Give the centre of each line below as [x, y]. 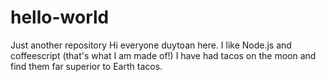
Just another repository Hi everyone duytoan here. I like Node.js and [151, 45]
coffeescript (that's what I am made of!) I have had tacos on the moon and [163, 55]
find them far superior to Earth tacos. [86, 66]
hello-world [60, 17]
